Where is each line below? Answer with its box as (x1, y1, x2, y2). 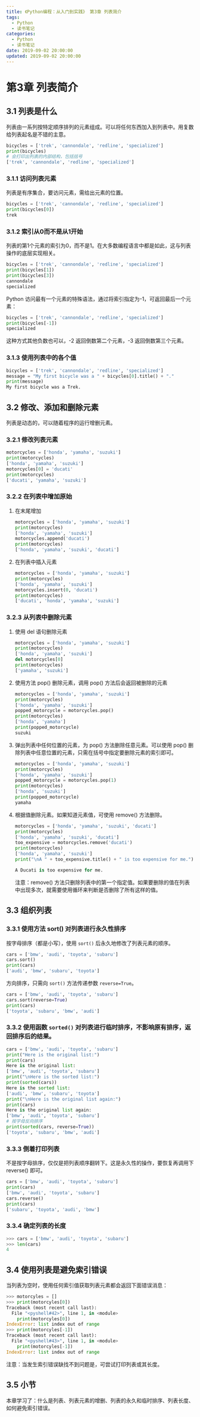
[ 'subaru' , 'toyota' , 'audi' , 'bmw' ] (6, 1206, 100, 1212)
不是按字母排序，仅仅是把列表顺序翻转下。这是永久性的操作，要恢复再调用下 (6, 1159, 194, 1167)
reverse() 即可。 (6, 1167, 46, 1174)
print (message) (6, 378, 44, 385)
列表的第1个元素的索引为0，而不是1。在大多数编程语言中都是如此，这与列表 (6, 242, 192, 249)
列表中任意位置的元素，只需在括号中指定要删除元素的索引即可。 (20, 748, 177, 756)
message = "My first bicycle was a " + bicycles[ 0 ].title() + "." (6, 373, 174, 379)
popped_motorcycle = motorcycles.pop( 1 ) (14, 777, 117, 784)
